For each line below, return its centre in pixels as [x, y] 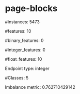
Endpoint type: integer [27, 68]
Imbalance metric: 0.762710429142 [40, 87]
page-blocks [31, 8]
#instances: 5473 [22, 22]
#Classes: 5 [17, 78]
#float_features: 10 [24, 59]
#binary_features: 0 [24, 40]
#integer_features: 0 [25, 50]
